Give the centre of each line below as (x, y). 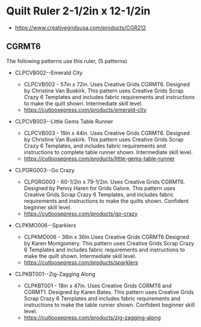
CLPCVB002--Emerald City (49, 73)
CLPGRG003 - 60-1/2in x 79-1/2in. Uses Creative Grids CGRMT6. (104, 182)
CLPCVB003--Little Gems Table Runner (64, 121)
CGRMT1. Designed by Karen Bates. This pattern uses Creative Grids (109, 292)
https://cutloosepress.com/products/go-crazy (81, 214)
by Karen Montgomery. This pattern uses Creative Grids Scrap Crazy (109, 243)
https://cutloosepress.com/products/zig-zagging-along (92, 317)
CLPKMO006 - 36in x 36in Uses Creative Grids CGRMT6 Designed (106, 237)
